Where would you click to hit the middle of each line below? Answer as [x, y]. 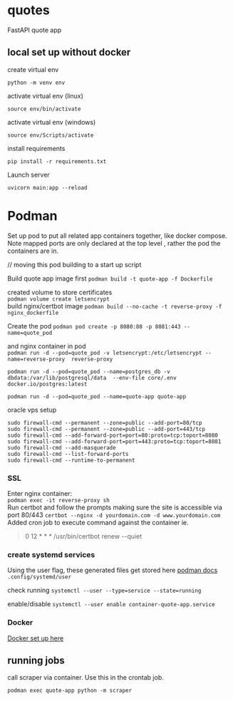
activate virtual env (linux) [46, 95]
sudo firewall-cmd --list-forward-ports [68, 454]
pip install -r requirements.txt [57, 161]
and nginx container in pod [47, 346]
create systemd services [51, 554]
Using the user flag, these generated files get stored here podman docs [113, 570]
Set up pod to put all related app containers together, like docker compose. [117, 235]
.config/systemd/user [40, 577]
